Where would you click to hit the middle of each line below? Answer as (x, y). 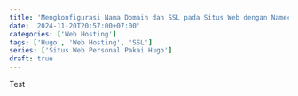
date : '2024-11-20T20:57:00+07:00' (75, 26)
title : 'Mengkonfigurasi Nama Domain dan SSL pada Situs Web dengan (138, 17)
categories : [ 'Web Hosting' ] (63, 34)
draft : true (31, 59)
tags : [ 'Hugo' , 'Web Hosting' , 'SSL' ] (81, 42)
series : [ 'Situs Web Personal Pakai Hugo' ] (91, 51)
